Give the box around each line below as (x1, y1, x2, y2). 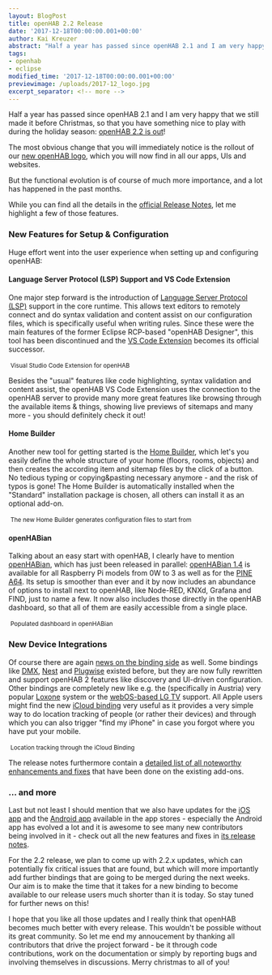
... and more (8, 787, 57, 798)
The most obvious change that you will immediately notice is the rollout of (8, 143, 255, 153)
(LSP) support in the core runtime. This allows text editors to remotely (8, 301, 240, 311)
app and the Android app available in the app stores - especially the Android (8, 813, 263, 823)
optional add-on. (8, 498, 64, 508)
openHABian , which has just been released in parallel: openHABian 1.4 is (8, 559, 251, 569)
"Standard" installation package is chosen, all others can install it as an (8, 490, 244, 500)
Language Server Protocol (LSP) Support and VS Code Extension (8, 274, 231, 284)
